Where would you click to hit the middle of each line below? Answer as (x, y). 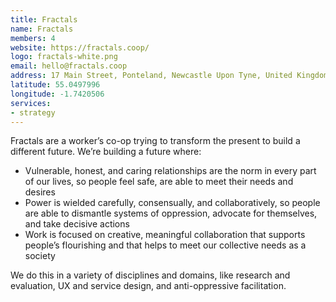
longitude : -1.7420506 (57, 94)
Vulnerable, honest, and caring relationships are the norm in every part (170, 171)
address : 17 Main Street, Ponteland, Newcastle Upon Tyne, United (151, 76)
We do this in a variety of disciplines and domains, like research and (150, 275)
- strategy (33, 112)
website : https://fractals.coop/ (80, 47)
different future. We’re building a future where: (106, 152)
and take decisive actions (77, 224)
